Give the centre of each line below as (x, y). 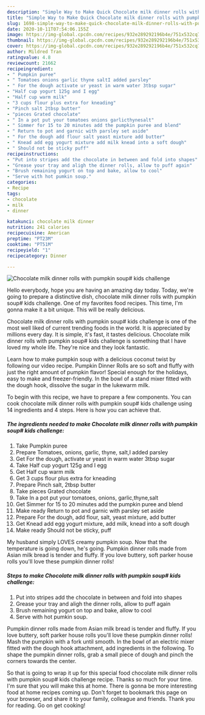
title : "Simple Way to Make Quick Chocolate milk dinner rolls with (96, 18)
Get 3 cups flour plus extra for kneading (66, 478)
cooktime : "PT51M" (30, 244)
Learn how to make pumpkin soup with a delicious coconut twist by (91, 359)
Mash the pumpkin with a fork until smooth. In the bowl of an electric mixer (101, 642)
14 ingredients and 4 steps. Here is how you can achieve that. (84, 410)
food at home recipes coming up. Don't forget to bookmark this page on (97, 692)
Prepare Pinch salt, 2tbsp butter (56, 485)
